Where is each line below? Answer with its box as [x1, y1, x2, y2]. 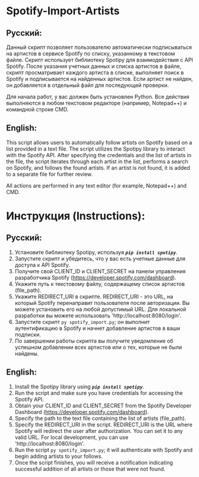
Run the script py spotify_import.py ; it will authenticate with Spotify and [14, 446, 193, 453]
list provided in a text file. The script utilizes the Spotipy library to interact [6, 145, 185, 152]
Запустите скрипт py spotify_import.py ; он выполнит [14, 318, 150, 325]
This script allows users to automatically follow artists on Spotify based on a [6, 139, 192, 146]
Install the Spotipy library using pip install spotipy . [14, 383, 144, 390]
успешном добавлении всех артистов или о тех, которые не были [14, 344, 182, 351]
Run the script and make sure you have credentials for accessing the [14, 389, 183, 397]
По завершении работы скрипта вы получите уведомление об [14, 337, 173, 344]
